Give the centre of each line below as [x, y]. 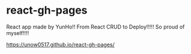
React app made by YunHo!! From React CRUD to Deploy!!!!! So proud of [95, 27]
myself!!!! [18, 33]
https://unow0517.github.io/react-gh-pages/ [61, 45]
